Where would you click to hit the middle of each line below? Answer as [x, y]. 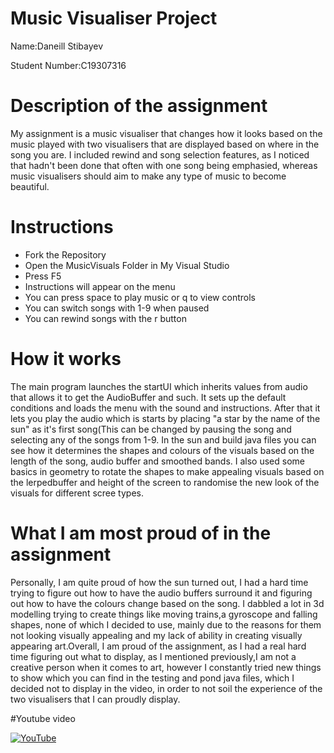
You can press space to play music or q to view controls [140, 297]
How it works [66, 359]
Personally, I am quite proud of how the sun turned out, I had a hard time [159, 582]
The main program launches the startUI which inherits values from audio [159, 386]
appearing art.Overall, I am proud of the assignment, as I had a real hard [158, 646]
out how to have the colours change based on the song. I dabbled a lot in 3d [167, 603]
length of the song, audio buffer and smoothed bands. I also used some [157, 461]
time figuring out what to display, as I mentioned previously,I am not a [153, 656]
